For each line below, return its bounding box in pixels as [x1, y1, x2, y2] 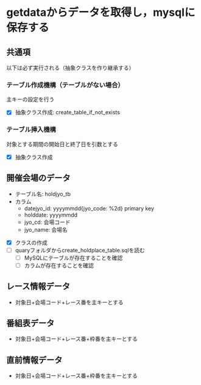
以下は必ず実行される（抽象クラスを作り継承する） [6, 64, 135, 71]
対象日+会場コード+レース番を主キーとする [15, 299, 124, 306]
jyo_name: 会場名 [24, 226, 68, 233]
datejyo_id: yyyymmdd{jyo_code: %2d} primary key [24, 204, 154, 212]
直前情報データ [6, 355, 63, 365]
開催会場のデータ [6, 173, 71, 183]
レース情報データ [6, 281, 70, 292]
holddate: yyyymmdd [24, 211, 78, 218]
